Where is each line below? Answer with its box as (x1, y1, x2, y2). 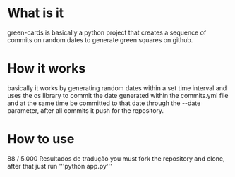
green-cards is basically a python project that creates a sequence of (7, 28, 207, 37)
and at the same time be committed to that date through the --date (7, 99, 201, 107)
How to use (7, 131, 75, 147)
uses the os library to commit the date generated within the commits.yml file (7, 91, 229, 99)
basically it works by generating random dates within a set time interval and (7, 83, 227, 92)
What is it (7, 5, 64, 21)
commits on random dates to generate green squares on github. (7, 35, 193, 44)
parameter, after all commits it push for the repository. (7, 106, 164, 114)
